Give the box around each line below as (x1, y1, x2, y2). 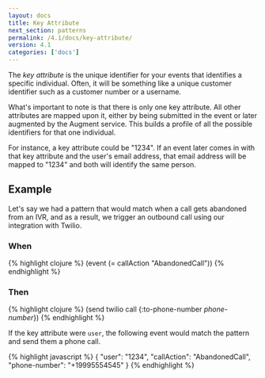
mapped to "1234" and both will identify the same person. (8, 160, 196, 169)
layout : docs (8, 11, 51, 20)
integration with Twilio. (8, 220, 82, 230)
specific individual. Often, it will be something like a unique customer (8, 78, 232, 88)
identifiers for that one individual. (8, 128, 116, 137)
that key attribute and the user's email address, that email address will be (8, 151, 247, 161)
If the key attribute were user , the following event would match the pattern (8, 328, 250, 338)
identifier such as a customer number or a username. (8, 87, 182, 96)
